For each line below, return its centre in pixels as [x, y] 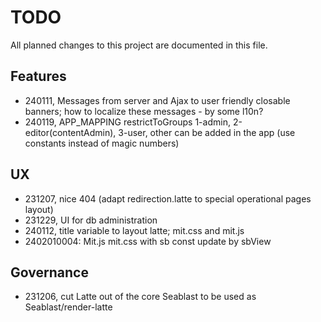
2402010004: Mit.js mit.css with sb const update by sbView [148, 241]
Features [38, 76]
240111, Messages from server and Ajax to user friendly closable [157, 100]
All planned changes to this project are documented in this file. [139, 45]
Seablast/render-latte [68, 307]
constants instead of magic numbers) [102, 143]
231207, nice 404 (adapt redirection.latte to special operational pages [168, 198]
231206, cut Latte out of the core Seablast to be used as [140, 297]
